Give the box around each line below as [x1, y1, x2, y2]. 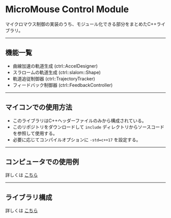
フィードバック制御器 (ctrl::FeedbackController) [12, 82, 113, 88]
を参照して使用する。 [12, 130, 58, 136]
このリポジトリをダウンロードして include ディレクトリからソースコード [12, 123, 164, 130]
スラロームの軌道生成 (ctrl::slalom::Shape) [12, 69, 101, 75]
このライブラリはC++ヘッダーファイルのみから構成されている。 [12, 117, 147, 123]
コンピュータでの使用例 [5, 158, 79, 166]
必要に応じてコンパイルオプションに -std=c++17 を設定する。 [12, 136, 141, 143]
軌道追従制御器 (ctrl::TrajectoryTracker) [12, 75, 95, 82]
